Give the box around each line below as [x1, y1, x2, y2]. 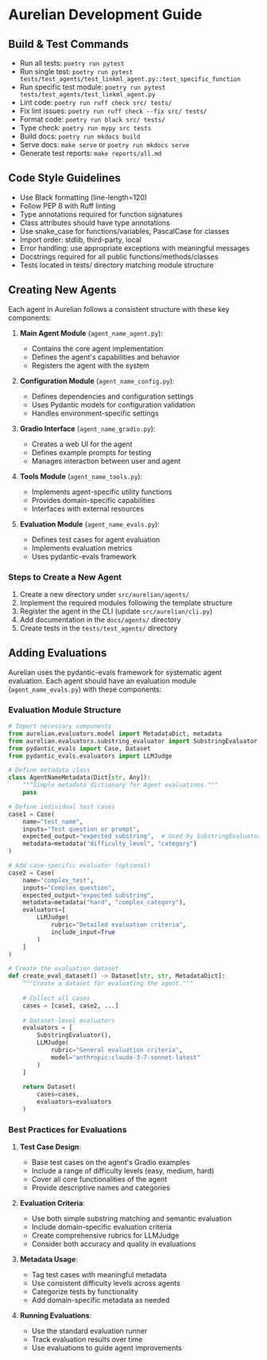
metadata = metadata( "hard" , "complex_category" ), [22, 898, 187, 906]
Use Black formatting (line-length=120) [19, 193, 148, 202]
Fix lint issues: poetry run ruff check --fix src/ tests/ [19, 106, 207, 115]
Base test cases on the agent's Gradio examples [31, 1158, 191, 1167]
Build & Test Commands [8, 37, 129, 51]
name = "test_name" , [22, 817, 83, 825]
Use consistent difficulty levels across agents [31, 1279, 180, 1288]
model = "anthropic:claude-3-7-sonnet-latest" [50, 1053, 201, 1062]
